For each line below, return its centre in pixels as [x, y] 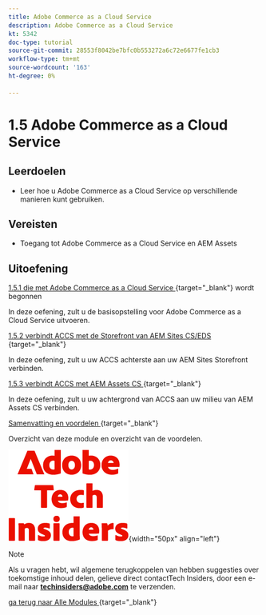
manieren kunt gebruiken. [62, 199]
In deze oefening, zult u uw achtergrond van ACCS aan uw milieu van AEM [131, 399]
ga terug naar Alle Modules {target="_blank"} [83, 602]
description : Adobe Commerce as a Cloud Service [91, 25]
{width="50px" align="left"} [175, 539]
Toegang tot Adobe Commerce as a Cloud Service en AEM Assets [128, 243]
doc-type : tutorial [41, 42]
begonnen [25, 297]
